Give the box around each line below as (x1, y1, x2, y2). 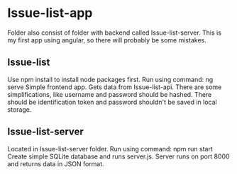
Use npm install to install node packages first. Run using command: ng (7, 75, 214, 83)
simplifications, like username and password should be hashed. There (7, 90, 212, 98)
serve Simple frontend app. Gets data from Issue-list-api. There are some (7, 83, 222, 91)
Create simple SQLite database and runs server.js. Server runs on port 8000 (7, 152, 230, 161)
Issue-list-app (7, 5, 93, 21)
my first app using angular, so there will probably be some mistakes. (7, 35, 207, 44)
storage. (7, 105, 32, 114)
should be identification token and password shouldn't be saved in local (7, 98, 218, 106)
